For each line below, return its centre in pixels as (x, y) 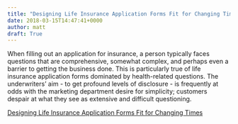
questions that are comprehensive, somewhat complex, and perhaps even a (118, 62)
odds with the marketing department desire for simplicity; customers (107, 91)
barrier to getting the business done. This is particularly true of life (104, 69)
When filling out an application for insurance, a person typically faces (109, 54)
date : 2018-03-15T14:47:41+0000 (55, 21)
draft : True (25, 34)
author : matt (27, 27)
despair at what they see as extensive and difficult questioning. (100, 99)
